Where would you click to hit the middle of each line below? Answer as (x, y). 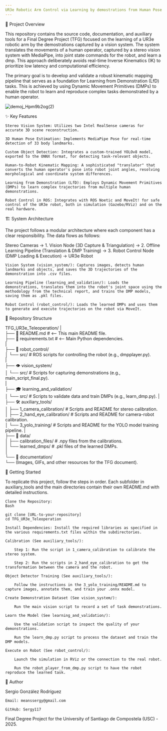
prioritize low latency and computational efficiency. (58, 66)
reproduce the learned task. (35, 672)
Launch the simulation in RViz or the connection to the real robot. (88, 659)
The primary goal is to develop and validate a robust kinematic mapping (79, 75)
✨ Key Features (21, 116)
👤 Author (14, 681)
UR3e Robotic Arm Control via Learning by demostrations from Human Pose (84, 10)
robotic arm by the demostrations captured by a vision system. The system (82, 44)
